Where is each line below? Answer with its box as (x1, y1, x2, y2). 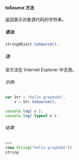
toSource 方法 (5, 4, 35, 10)
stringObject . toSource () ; (5, 42, 59, 47)
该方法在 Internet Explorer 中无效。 (5, 67, 77, 73)
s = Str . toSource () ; (14, 100, 57, 105)
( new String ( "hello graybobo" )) (5, 145, 72, 150)
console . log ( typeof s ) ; (5, 113, 59, 118)
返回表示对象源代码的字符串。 (5, 16, 66, 22)
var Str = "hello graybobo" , (5, 95, 66, 100)
